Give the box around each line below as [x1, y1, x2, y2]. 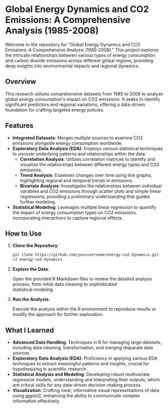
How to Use [5, 229, 42, 238]
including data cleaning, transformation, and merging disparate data [12, 344, 153, 350]
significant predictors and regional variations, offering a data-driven [5, 101, 145, 108]
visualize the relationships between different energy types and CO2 [20, 161, 159, 167]
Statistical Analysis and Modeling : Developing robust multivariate [12, 371, 150, 377]
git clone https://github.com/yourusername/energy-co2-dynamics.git [12, 252, 159, 257]
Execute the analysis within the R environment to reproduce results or [12, 306, 156, 312]
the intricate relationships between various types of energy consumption [5, 52, 155, 58]
